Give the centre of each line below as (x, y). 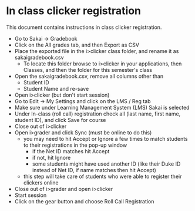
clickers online (41, 182)
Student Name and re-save (56, 88)
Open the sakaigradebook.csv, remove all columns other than (89, 76)
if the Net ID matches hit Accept (71, 151)
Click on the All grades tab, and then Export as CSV (77, 45)
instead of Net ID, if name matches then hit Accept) (94, 170)
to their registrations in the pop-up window (75, 145)
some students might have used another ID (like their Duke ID (106, 164)
